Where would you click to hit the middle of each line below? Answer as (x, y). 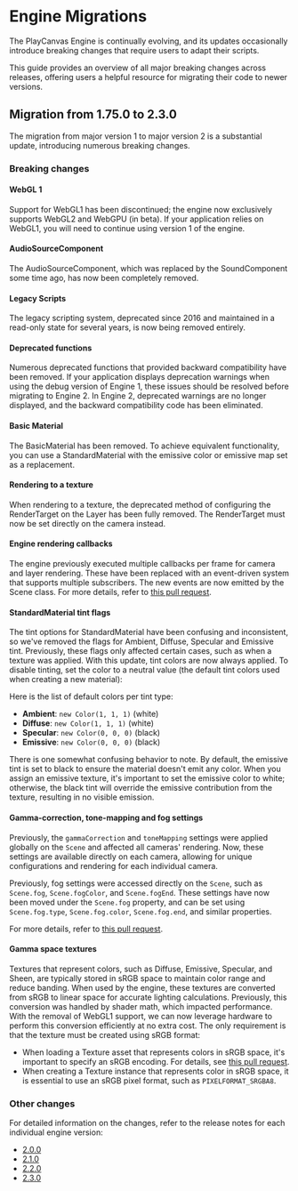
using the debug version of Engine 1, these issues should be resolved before (149, 386)
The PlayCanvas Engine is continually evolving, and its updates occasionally (149, 41)
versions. (26, 86)
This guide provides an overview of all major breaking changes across (138, 68)
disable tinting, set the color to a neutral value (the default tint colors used (145, 670)
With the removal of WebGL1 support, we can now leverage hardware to (141, 1016)
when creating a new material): (66, 680)
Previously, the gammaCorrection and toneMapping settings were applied (139, 837)
